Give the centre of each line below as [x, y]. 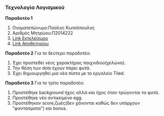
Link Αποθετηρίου [30, 44]
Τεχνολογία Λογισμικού [35, 7]
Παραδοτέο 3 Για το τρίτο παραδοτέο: [45, 83]
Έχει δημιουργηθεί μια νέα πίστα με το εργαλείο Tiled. [68, 73]
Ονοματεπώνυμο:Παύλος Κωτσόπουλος [54, 28]
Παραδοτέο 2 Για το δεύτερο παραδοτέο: [48, 53]
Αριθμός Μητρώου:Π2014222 [42, 33]
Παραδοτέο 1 [19, 18]
